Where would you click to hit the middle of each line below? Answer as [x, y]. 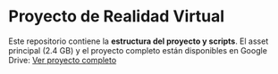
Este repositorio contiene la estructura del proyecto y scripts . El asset [139, 41]
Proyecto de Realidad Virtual [117, 16]
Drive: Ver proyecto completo [63, 60]
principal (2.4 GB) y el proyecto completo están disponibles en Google [138, 50]
